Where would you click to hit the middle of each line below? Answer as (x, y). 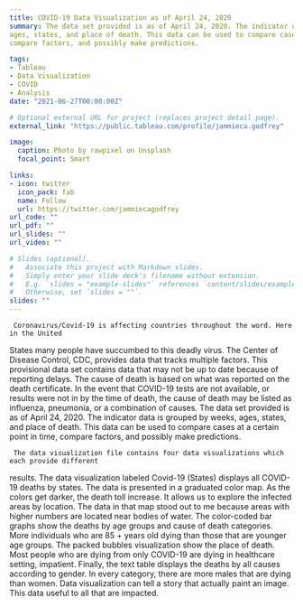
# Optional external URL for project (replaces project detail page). (145, 117)
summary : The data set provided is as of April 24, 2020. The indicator (149, 26)
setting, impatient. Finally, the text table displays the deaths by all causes (145, 564)
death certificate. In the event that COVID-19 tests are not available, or (140, 388)
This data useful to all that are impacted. (84, 593)
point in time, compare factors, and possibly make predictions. (125, 436)
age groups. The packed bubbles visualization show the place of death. (142, 545)
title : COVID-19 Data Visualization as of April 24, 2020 (120, 18)
